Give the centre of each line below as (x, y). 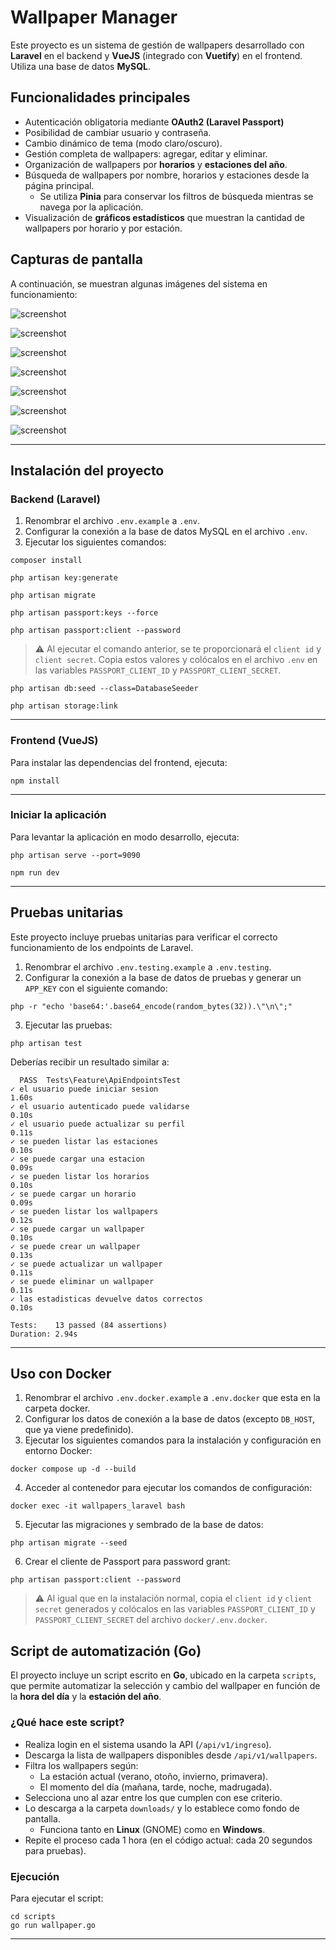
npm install (35, 781)
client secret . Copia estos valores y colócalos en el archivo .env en (176, 660)
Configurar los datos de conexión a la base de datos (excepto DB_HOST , (170, 1419)
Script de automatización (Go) (106, 1651)
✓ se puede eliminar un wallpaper (82, 1281)
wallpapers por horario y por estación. (103, 228)
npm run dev (35, 872)
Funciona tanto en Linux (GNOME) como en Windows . (152, 1829)
